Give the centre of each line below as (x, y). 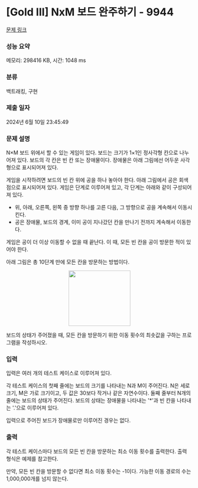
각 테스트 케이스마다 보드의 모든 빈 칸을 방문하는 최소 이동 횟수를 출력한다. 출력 (97, 451)
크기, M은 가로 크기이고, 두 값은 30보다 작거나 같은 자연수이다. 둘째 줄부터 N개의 (98, 393)
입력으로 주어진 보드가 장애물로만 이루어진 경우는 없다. (69, 421)
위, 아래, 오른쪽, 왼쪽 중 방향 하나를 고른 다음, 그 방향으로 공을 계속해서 (95, 207)
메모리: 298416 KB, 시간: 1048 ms (46, 60)
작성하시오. (35, 343)
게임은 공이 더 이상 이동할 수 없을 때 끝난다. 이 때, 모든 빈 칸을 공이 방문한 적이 (95, 242)
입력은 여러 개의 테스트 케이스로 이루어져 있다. (59, 373)
